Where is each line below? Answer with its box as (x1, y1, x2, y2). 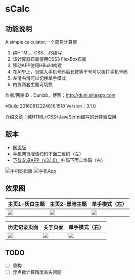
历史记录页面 (8, 224, 39, 231)
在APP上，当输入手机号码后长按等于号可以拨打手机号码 (12, 69, 128, 75)
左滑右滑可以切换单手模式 (12, 75, 66, 81)
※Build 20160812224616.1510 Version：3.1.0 (5, 103, 96, 109)
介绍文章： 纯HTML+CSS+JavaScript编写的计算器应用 (5, 114, 117, 120)
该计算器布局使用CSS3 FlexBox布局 (12, 56, 87, 62)
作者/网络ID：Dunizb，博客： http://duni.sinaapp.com (5, 92, 116, 98)
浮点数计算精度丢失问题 (12, 269, 62, 275)
